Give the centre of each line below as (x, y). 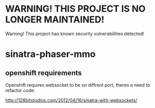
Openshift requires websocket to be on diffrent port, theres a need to (78, 85)
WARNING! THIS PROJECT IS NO (75, 9)
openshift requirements (44, 73)
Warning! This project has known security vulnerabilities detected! (75, 33)
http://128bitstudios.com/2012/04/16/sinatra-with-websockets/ (71, 100)
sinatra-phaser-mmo (50, 54)
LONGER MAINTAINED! (55, 20)
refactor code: (20, 90)
